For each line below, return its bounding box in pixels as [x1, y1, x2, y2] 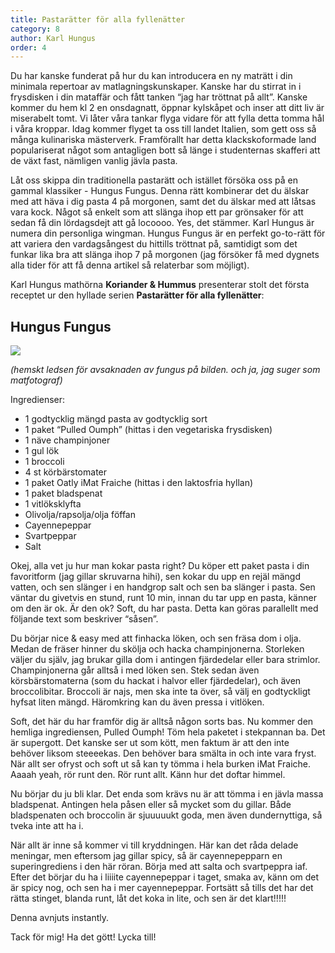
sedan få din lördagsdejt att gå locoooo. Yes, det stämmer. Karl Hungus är [10, 217, 315, 229]
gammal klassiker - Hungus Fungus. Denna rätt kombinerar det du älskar [10, 185, 310, 197]
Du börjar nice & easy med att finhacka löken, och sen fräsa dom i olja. [10, 632, 302, 645]
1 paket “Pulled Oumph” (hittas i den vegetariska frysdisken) [24, 424, 273, 436]
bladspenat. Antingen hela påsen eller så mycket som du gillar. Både [10, 799, 292, 811]
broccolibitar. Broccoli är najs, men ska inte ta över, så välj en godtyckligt [10, 686, 311, 698]
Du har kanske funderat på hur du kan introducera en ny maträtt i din [10, 70, 293, 82]
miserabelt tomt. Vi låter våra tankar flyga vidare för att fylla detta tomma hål [10, 112, 325, 125]
